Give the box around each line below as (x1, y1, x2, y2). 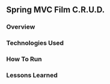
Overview (6, 23, 35, 31)
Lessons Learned (6, 71, 58, 80)
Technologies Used (6, 39, 64, 47)
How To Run (6, 55, 42, 64)
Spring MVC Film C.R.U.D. (6, 5, 105, 15)
